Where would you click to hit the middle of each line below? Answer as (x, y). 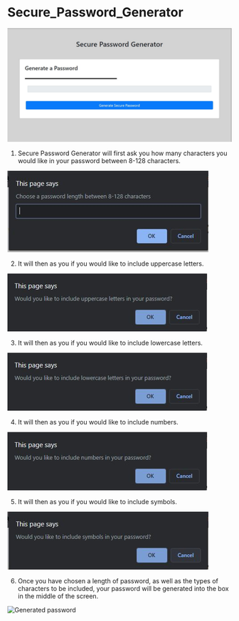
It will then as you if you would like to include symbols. (97, 501)
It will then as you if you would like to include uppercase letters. (111, 263)
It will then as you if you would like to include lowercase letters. (110, 343)
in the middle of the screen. (58, 596)
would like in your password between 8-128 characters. (99, 160)
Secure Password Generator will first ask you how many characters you (122, 153)
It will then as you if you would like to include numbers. (98, 422)
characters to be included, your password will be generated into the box (123, 588)
